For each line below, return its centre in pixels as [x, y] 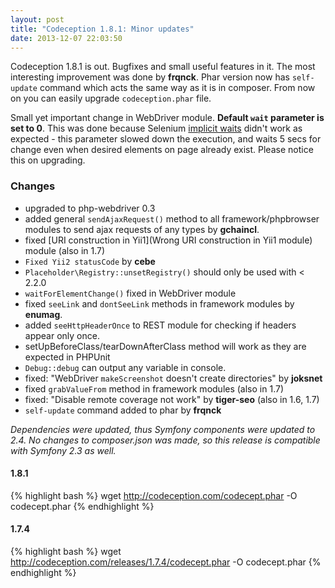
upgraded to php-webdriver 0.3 [90, 208]
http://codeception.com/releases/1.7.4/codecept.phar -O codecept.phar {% [166, 562]
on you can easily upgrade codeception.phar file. [111, 98]
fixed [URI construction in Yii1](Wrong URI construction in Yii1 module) [168, 240]
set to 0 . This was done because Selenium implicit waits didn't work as [156, 128]
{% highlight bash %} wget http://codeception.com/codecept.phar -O [154, 495]
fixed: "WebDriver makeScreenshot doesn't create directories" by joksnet [173, 378]
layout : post [37, 19]
